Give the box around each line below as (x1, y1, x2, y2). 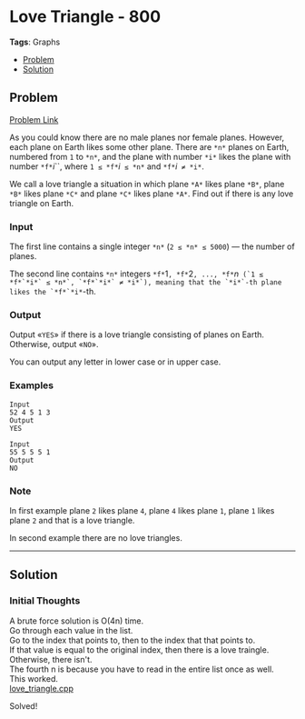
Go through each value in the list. (9, 624, 133, 635)
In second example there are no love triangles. (9, 532, 183, 543)
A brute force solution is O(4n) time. (9, 615, 143, 626)
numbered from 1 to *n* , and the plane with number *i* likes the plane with (9, 151, 291, 162)
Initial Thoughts (9, 594, 81, 607)
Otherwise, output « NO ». (9, 339, 99, 350)
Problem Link (9, 114, 59, 125)
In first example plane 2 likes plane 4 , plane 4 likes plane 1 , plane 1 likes (9, 504, 275, 515)
